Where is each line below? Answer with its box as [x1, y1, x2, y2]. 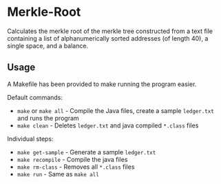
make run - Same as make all [17, 170, 100, 178]
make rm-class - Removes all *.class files [17, 163, 135, 171]
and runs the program [17, 114, 79, 122]
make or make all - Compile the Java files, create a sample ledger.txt [17, 106, 215, 114]
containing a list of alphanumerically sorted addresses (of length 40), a [7, 34, 209, 42]
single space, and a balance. [7, 41, 88, 50]
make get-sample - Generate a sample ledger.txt [17, 147, 156, 156]
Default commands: [7, 93, 63, 101]
